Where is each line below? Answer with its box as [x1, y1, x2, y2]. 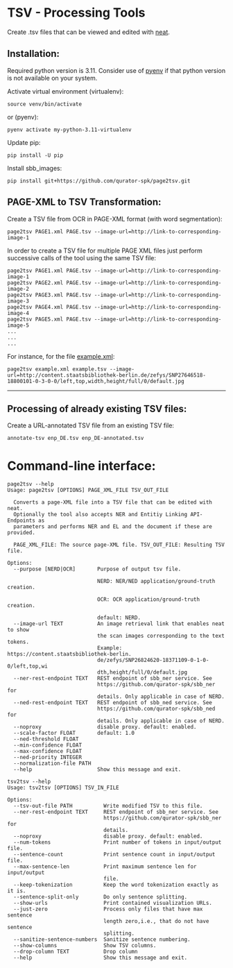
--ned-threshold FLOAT [13, 736, 79, 743]
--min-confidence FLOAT [13, 742, 82, 749]
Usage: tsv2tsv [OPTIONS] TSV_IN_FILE [7, 784, 119, 792]
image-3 [7, 297, 30, 305]
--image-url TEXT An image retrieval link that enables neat [13, 620, 225, 627]
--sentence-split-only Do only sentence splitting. [13, 894, 188, 901]
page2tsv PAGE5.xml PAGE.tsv [7, 316, 92, 323]
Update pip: [7, 138, 41, 146]
